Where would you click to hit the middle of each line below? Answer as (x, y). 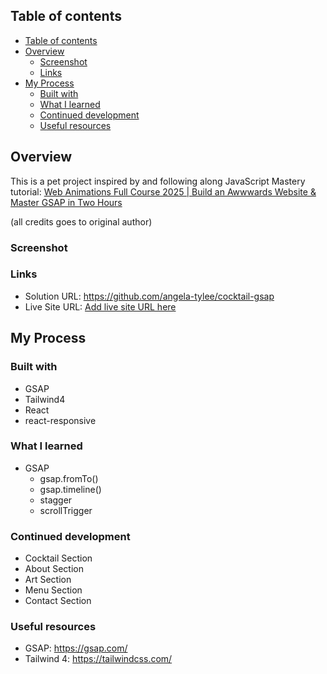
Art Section (48, 580)
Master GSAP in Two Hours (66, 202)
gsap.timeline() (70, 489)
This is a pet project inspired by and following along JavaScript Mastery (158, 181)
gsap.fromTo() (69, 478)
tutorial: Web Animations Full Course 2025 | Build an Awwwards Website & (163, 191)
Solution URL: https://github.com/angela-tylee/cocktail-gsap (149, 296)
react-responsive (60, 420)
